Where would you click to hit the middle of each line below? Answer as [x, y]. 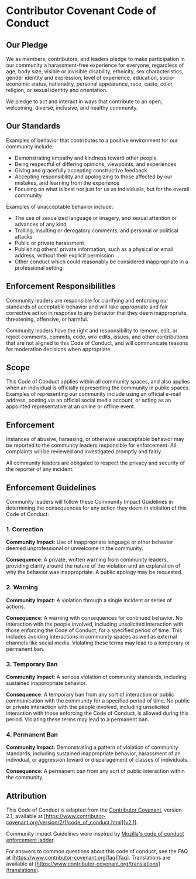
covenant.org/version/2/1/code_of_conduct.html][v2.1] [71, 823]
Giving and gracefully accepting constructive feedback [81, 170]
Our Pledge [27, 45]
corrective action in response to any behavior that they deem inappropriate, [97, 313]
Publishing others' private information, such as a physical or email [94, 249]
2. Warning [22, 588]
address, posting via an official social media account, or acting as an [89, 401]
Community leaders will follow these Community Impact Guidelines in [90, 502]
